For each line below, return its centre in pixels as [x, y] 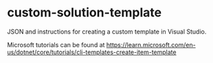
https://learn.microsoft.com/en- [151, 45]
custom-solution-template [85, 13]
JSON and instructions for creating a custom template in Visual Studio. [107, 32]
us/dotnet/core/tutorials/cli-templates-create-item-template [92, 52]
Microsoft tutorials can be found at [56, 45]
